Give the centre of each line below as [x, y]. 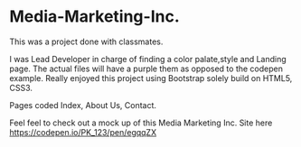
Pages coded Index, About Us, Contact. [83, 105]
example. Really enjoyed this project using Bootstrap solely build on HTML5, [151, 78]
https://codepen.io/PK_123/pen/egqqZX [83, 132]
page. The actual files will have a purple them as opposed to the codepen [146, 69]
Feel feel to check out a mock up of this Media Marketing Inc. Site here [141, 123]
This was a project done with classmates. [86, 41]
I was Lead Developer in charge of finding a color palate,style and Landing [148, 59]
